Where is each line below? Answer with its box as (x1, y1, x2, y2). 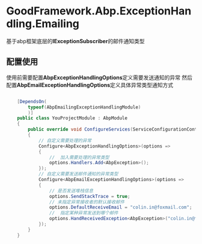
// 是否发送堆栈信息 (49, 188, 94, 194)
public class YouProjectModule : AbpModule (17, 115, 128, 121)
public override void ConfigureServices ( (28, 126, 133, 132)
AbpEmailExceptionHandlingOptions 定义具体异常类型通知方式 (17, 81, 174, 88)
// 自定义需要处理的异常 (38, 137, 92, 143)
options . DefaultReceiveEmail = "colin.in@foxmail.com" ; (49, 204, 192, 210)
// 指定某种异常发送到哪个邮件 (49, 210, 118, 216)
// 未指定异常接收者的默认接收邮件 (49, 199, 125, 205)
